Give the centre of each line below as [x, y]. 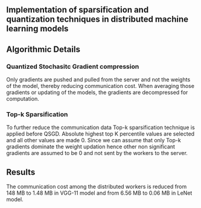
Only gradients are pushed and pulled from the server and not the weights [98, 80]
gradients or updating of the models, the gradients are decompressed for [97, 92]
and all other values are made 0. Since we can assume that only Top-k [94, 140]
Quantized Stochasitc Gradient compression [73, 66]
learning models [37, 29]
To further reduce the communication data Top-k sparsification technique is [101, 128]
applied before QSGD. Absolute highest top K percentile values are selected [101, 134]
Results [21, 172]
